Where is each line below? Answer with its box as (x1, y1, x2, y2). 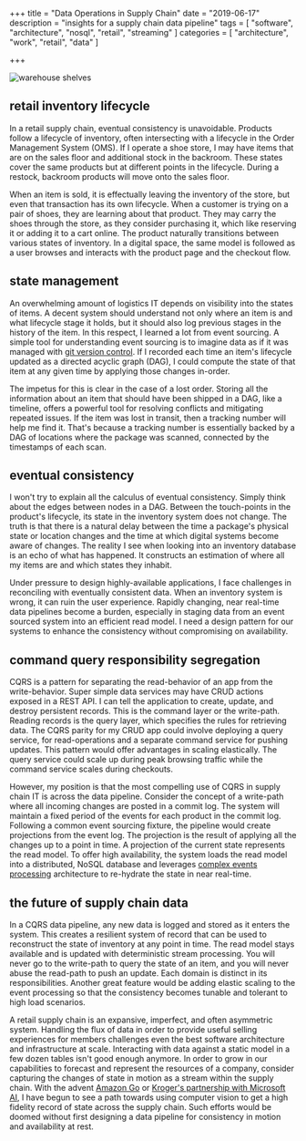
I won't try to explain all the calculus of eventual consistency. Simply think (9, 492, 286, 503)
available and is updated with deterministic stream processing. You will (9, 949, 276, 959)
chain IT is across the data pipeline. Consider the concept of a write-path (9, 791, 284, 802)
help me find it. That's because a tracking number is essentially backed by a (9, 421, 296, 432)
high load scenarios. (9, 997, 87, 1008)
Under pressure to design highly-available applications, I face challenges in (9, 577, 291, 588)
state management (9, 274, 119, 289)
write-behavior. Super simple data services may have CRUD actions (9, 686, 264, 697)
